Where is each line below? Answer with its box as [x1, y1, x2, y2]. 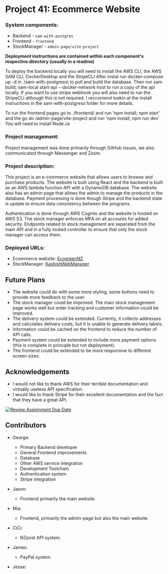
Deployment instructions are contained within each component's [5, 53, 144, 59]
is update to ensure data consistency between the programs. [5, 201, 131, 207]
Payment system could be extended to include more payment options [12, 337, 156, 343]
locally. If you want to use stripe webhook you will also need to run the [5, 89, 151, 96]
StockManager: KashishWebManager [12, 261, 89, 267]
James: [12, 544, 28, 550]
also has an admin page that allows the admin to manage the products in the [5, 190, 163, 196]
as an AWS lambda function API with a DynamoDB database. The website [5, 185, 157, 191]
